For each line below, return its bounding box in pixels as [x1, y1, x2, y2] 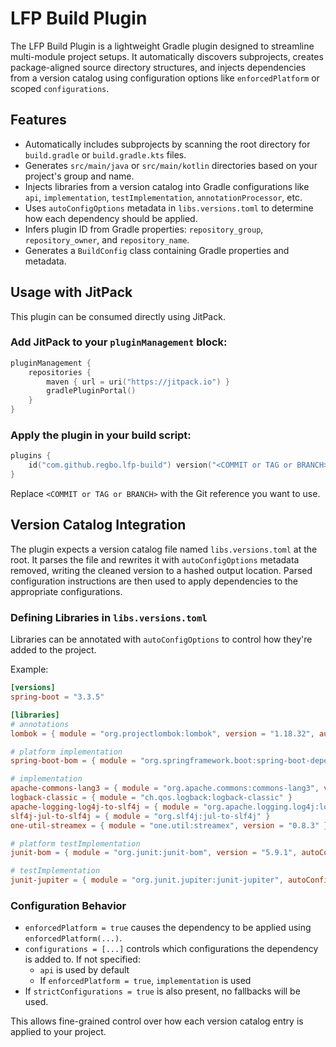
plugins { [10, 451, 52, 461]
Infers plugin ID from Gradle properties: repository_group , [24, 223, 264, 235]
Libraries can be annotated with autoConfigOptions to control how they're [10, 633, 313, 646]
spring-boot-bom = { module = [10, 756, 137, 766]
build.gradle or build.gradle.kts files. [24, 148, 187, 161]
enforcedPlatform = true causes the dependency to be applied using [24, 922, 312, 934]
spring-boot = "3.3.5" [10, 692, 105, 702]
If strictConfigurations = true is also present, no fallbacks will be [24, 985, 301, 997]
